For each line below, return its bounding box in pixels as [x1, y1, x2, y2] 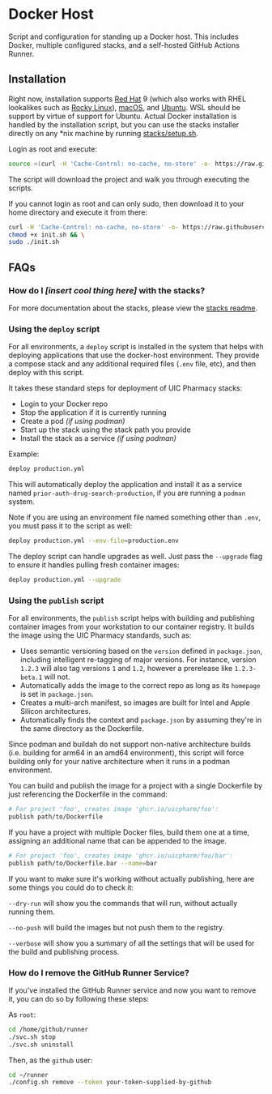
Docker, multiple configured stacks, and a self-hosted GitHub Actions [8, 40, 240, 49]
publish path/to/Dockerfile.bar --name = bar [8, 859, 158, 867]
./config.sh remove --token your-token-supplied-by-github [8, 1079, 212, 1087]
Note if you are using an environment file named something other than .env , [8, 512, 261, 523]
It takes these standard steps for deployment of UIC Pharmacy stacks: [8, 383, 243, 393]
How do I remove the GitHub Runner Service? [8, 967, 190, 978]
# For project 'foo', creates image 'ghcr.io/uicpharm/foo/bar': [8, 852, 233, 860]
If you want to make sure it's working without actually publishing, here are [8, 874, 255, 883]
